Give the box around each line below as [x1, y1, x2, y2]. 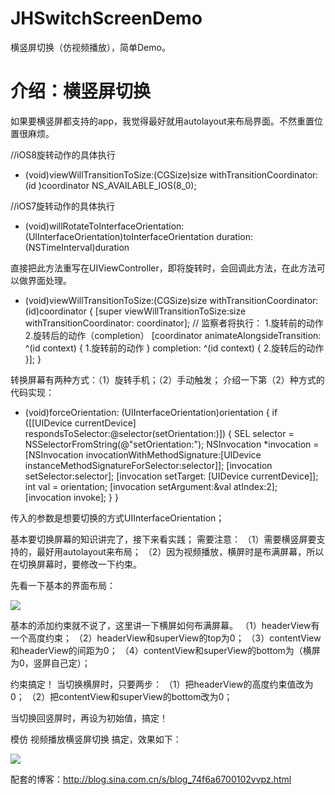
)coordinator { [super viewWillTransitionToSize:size [35, 305, 247, 317]
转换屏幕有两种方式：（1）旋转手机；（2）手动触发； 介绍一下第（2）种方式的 [10, 373, 325, 386]
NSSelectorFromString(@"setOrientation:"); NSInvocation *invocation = [24, 438, 320, 450]
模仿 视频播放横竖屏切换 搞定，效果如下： [10, 733, 182, 745]
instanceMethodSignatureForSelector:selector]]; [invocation [24, 459, 273, 471]
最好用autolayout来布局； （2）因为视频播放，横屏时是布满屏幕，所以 [36, 545, 325, 557]
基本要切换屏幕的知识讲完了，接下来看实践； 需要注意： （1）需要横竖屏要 [10, 533, 317, 545]
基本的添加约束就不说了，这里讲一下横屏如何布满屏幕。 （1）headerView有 [10, 619, 320, 631]
